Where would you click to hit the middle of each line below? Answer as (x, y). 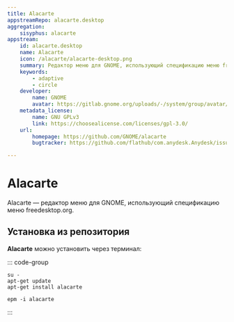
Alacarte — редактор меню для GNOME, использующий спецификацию (113, 203)
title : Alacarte (31, 14)
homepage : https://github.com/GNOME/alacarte (100, 136)
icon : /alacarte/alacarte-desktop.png (76, 59)
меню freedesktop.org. (41, 210)
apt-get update (29, 281)
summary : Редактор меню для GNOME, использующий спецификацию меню (119, 65)
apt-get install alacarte (45, 287)
